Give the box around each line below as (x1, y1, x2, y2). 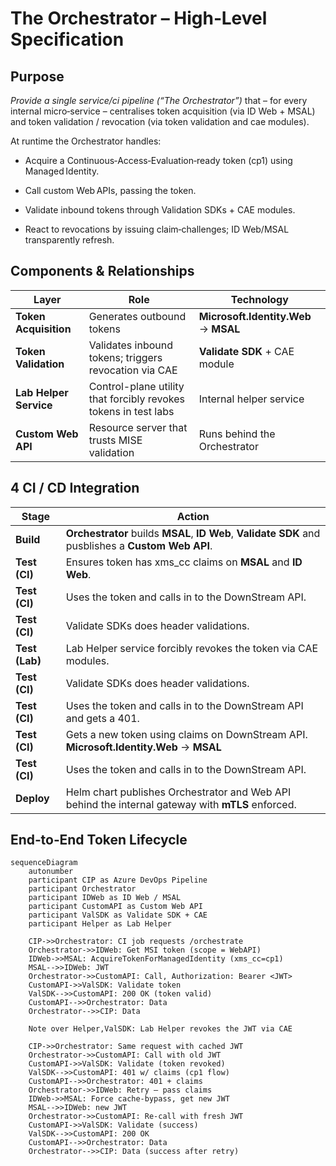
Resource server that (88, 420, 188, 434)
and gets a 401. (65, 711, 140, 725)
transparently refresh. (24, 234, 115, 246)
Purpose (10, 68, 65, 85)
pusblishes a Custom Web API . (65, 538, 213, 552)
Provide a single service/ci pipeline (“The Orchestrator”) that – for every (10, 95, 308, 106)
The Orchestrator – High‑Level (10, 7, 268, 30)
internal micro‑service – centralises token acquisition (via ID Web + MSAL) (10, 105, 316, 117)
